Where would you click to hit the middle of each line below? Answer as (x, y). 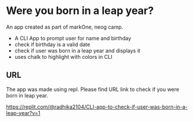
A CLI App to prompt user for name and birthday (73, 38)
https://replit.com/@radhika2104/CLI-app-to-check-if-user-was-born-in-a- (97, 107)
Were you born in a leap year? (80, 11)
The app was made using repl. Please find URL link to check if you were (93, 89)
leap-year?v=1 (23, 113)
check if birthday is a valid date (52, 44)
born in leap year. (27, 95)
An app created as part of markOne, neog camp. (65, 27)
